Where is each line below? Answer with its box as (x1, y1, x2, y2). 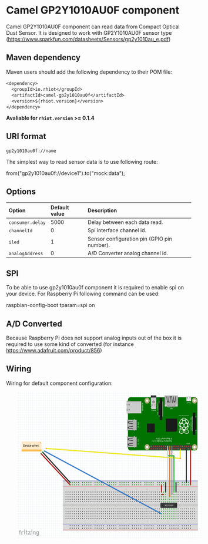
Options (6, 186, 36, 196)
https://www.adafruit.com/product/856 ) (6, 347, 102, 354)
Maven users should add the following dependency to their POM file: (6, 68, 172, 75)
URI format (6, 131, 46, 141)
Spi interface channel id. (88, 227, 147, 234)
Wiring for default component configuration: (6, 380, 113, 387)
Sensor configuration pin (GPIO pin (88, 235, 172, 242)
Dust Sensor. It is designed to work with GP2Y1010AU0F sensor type (6, 29, 172, 36)
